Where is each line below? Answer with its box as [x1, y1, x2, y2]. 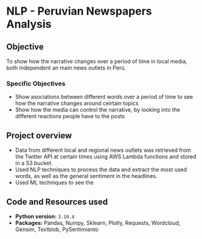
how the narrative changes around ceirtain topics [15, 99, 139, 107]
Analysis [6, 17, 52, 31]
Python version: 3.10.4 [15, 212, 75, 220]
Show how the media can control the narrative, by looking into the [15, 106, 181, 113]
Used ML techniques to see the [15, 179, 94, 187]
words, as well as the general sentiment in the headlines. [15, 173, 158, 180]
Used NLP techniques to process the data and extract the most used [15, 166, 187, 173]
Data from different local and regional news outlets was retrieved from [15, 146, 192, 154]
